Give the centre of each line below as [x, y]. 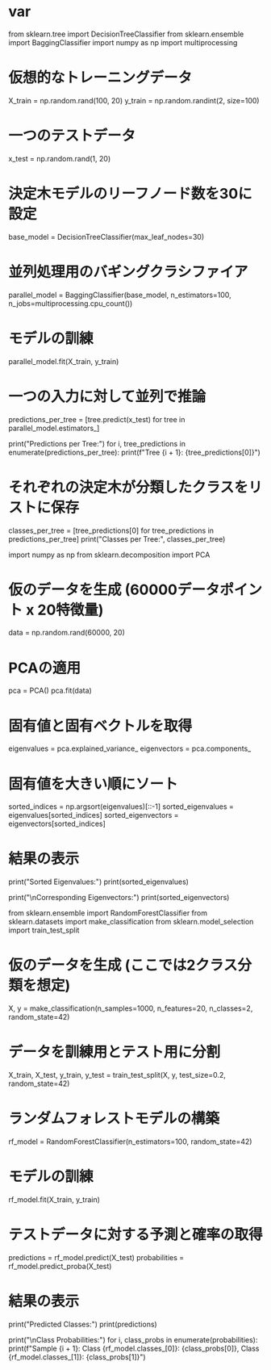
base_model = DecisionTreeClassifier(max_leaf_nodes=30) [106, 237]
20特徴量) [71, 610]
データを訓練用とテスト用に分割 [115, 1052]
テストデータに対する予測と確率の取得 [136, 1235]
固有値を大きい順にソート [94, 783]
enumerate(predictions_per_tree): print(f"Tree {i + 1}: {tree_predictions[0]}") [134, 452]
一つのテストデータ [72, 136]
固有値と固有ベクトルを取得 [100, 726]
